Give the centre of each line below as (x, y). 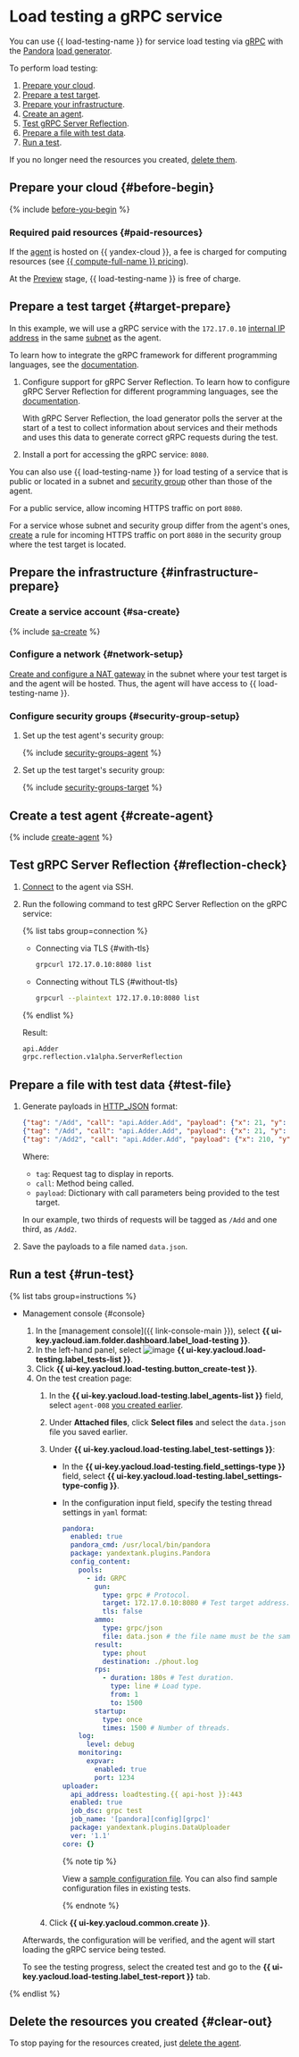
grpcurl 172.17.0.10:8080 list (94, 964)
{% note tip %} (90, 1861)
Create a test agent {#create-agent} (112, 815)
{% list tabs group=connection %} (85, 930)
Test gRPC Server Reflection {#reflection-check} (148, 865)
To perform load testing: (54, 68)
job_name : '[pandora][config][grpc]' (141, 1819)
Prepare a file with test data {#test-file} (120, 1084)
